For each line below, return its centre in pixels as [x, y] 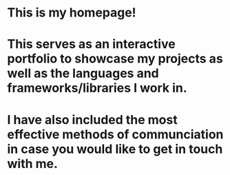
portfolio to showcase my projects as [115, 59]
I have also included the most [92, 120]
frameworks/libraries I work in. [97, 88]
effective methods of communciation [115, 134]
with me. [33, 164]
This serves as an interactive [91, 44]
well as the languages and [83, 73]
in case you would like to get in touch [115, 149]
